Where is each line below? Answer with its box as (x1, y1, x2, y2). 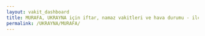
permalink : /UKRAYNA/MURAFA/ (6, 20, 81, 26)
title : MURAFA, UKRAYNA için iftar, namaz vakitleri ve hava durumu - (6, 15, 190, 21)
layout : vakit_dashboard (6, 9, 70, 15)
